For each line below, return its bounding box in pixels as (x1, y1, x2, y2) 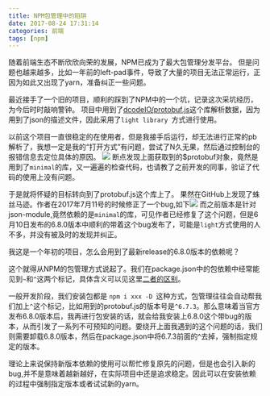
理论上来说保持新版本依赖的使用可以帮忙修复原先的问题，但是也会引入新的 (8, 359, 255, 369)
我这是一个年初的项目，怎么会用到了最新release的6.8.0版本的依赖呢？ (8, 247, 240, 256)
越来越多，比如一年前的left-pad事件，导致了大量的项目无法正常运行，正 (22, 68, 261, 77)
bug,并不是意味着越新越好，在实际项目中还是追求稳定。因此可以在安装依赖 (8, 369, 256, 379)
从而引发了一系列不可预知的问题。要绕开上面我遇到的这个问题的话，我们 (22, 322, 263, 331)
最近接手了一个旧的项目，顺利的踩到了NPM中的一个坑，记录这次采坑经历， (8, 94, 258, 105)
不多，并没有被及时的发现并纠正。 (8, 230, 122, 240)
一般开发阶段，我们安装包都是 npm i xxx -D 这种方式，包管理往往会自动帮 (8, 291, 255, 301)
